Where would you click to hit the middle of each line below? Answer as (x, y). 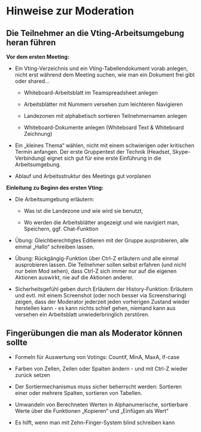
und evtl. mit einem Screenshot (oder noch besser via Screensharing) (100, 295)
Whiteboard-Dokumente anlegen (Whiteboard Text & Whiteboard (104, 127)
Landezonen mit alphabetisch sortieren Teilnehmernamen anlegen (105, 116)
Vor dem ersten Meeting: (38, 57)
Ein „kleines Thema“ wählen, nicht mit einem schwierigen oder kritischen (104, 145)
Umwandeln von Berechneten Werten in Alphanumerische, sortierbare (101, 404)
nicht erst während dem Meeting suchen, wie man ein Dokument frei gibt (105, 75)
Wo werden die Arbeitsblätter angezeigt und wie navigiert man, (101, 222)
